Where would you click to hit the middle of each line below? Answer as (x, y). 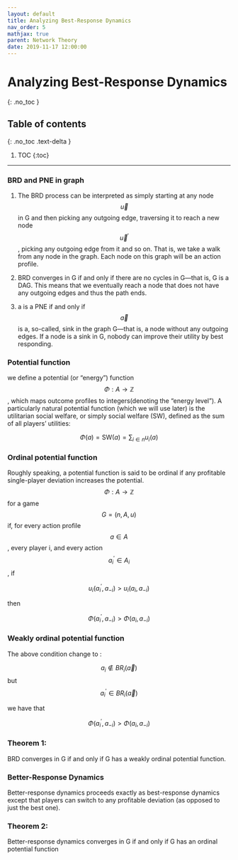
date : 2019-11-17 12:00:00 (47, 47)
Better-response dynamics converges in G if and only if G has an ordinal (113, 842)
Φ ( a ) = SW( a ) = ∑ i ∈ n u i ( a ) (119, 438)
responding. (35, 344)
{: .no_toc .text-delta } (39, 141)
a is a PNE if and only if (51, 306)
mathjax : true (28, 34)
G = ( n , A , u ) (119, 515)
